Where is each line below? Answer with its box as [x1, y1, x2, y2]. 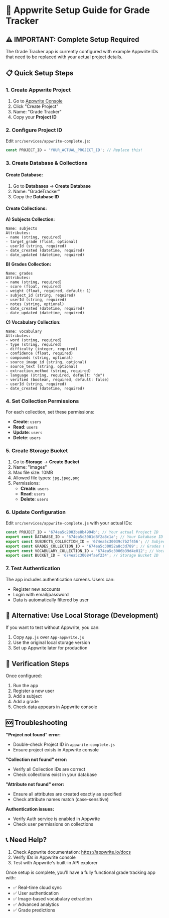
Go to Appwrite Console [13, 98, 63, 104]
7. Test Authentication [6, 565, 61, 572]
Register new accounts [13, 586, 61, 592]
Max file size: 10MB [13, 469, 53, 475]
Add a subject [13, 693, 42, 699]
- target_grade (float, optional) [6, 239, 78, 244]
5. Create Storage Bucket [6, 447, 68, 454]
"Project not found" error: [6, 732, 61, 738]
